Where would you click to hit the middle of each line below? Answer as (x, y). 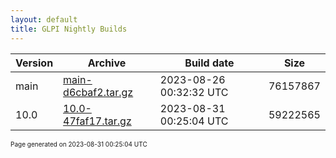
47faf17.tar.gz (97, 121)
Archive (107, 63)
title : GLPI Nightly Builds (69, 29)
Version (34, 63)
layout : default (44, 19)
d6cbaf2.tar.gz (98, 92)
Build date (209, 63)
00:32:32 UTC (194, 92)
